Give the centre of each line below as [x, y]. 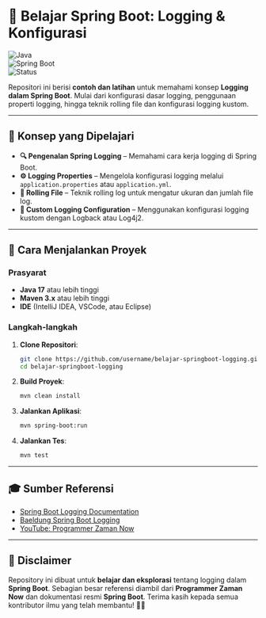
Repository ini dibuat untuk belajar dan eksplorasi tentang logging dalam [127, 580]
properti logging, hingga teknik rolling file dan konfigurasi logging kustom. [129, 104]
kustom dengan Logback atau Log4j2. [82, 218]
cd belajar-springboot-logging [71, 366]
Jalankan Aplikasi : [50, 411]
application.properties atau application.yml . [95, 184]
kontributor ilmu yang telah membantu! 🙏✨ [77, 605]
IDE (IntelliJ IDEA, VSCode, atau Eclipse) [85, 307]
